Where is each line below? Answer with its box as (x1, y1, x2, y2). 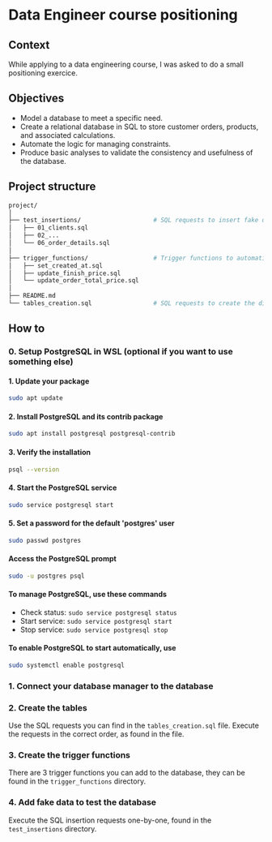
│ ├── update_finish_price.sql (8, 269, 121, 277)
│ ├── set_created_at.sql (8, 261, 104, 269)
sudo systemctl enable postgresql (8, 661, 125, 670)
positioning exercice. (8, 68, 79, 78)
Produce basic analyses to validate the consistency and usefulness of (19, 148, 253, 157)
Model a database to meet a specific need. (19, 113, 164, 122)
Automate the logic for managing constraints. (19, 139, 172, 148)
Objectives (8, 92, 65, 105)
